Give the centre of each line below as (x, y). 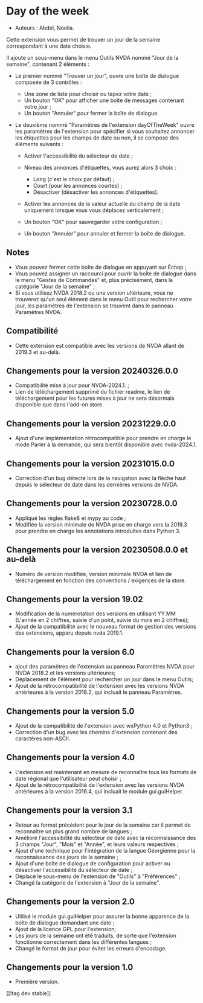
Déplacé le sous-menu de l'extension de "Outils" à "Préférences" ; (98, 876)
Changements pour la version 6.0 (70, 652)
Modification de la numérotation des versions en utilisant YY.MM (95, 614)
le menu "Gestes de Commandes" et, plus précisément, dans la (94, 280)
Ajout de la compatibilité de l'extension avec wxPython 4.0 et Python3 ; (104, 726)
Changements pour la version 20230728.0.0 (92, 503)
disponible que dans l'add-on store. (59, 405)
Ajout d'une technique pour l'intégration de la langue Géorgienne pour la (105, 850)
